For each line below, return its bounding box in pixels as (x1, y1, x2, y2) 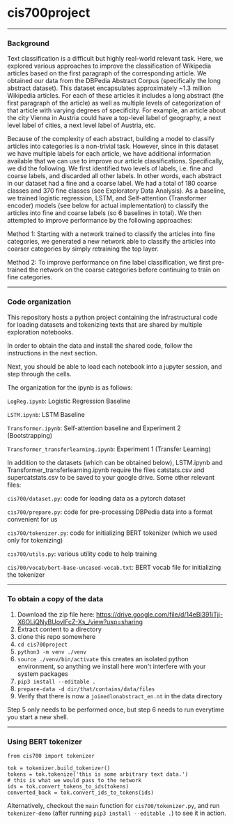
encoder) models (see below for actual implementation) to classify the (7, 201, 209, 210)
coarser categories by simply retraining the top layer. (7, 244, 159, 253)
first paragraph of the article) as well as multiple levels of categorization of (7, 99, 221, 108)
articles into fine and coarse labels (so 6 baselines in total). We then (7, 209, 202, 217)
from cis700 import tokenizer (7, 753, 95, 760)
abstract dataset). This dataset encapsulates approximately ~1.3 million (7, 84, 211, 92)
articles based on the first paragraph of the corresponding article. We (7, 69, 207, 78)
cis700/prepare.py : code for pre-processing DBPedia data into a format (7, 508, 212, 516)
